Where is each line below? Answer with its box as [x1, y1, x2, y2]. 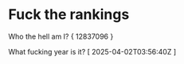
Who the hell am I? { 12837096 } [8, 32, 114, 41]
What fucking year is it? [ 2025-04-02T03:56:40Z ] [8, 47, 177, 56]
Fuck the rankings [8, 6, 130, 24]
